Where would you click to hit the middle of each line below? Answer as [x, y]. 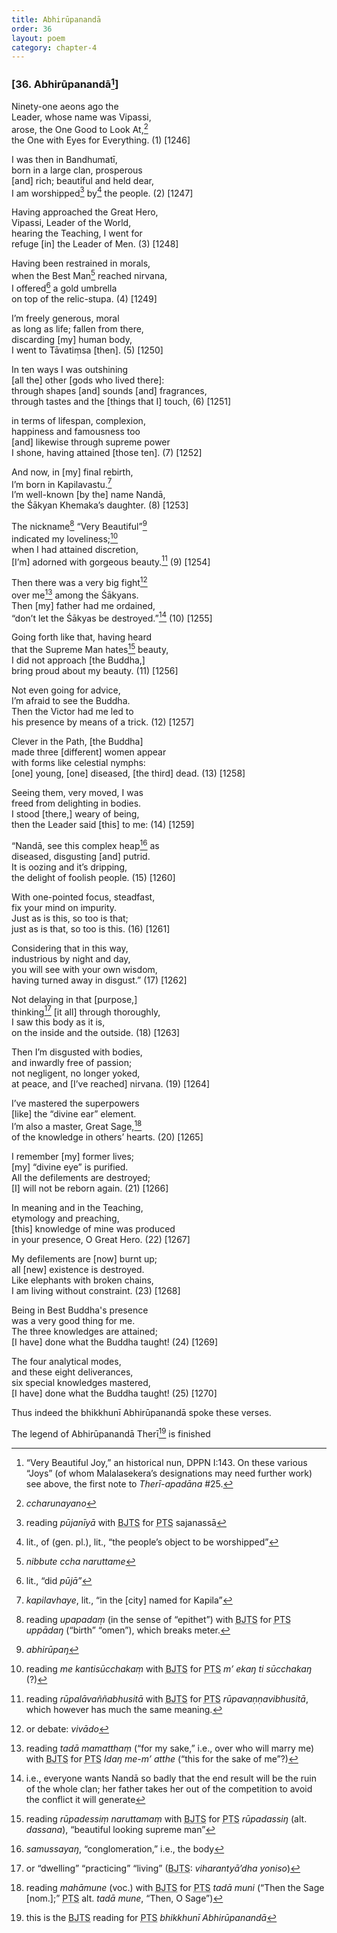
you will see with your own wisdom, [84, 969]
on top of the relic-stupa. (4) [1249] [84, 298]
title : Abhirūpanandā [56, 19]
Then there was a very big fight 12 [79, 581]
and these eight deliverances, [72, 1372]
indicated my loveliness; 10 [65, 538]
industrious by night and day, [71, 958]
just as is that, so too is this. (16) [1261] [91, 928]
